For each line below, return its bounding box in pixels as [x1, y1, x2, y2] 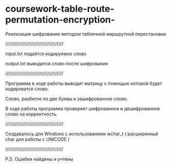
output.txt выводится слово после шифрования [5, 60, 108, 66]
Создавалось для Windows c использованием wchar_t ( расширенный [5, 131, 159, 137]
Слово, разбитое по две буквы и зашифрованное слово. [5, 96, 128, 102]
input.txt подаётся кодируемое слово [5, 51, 87, 57]
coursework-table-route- [5, 3, 115, 15]
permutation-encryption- [5, 14, 115, 26]
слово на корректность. [5, 111, 58, 117]
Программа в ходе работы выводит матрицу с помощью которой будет [5, 80, 162, 86]
